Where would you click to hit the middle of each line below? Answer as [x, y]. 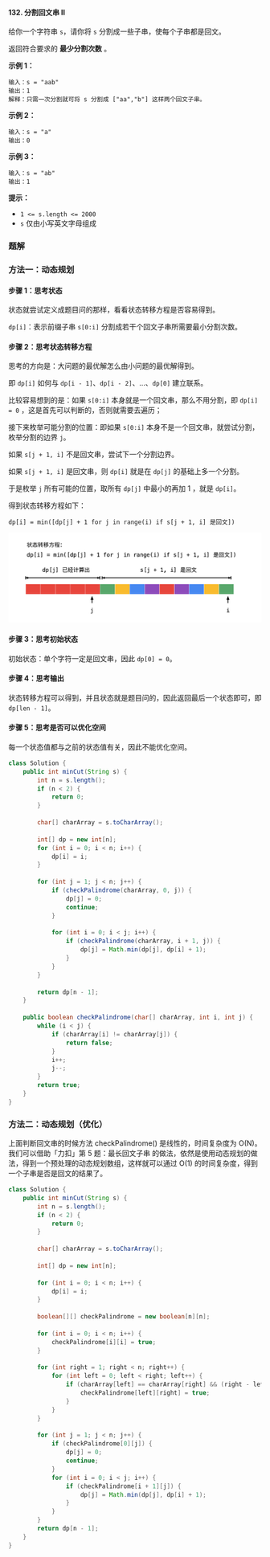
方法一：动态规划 [41, 270]
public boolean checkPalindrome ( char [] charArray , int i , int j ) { [138, 1018]
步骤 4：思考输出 [36, 678]
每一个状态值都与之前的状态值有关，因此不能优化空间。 [100, 746]
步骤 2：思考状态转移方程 [50, 346]
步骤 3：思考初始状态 [43, 639]
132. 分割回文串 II [37, 12]
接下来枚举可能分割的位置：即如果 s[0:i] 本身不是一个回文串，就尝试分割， [134, 427]
